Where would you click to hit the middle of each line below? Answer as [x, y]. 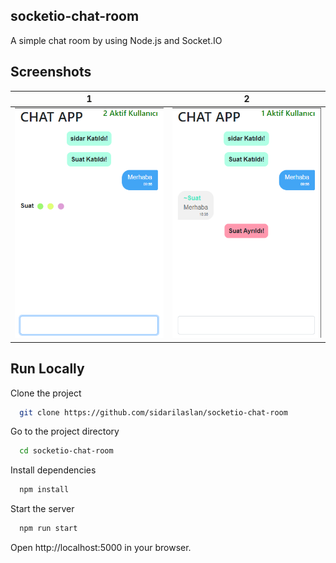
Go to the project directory [65, 431]
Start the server [42, 509]
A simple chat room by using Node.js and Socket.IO [116, 40]
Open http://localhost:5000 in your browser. [101, 547]
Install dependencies [53, 470]
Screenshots [51, 72]
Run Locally [47, 369]
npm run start [48, 529]
